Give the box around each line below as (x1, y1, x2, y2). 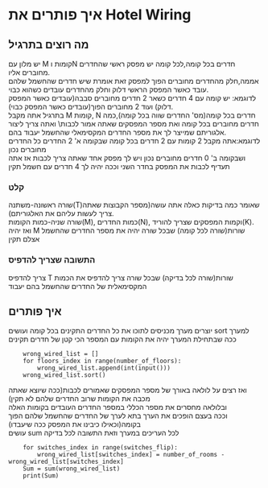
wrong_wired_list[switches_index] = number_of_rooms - (37, 451, 225, 459)
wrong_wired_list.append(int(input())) (37, 364, 171, 372)
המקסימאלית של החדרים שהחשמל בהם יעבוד (8, 281, 147, 291)
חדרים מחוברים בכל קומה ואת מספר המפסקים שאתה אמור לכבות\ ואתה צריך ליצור (8, 119, 260, 128)
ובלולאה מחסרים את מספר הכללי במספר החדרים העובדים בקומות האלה (8, 403, 228, 412)
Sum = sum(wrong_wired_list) (23, 465, 121, 473)
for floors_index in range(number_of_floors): (23, 357, 182, 366)
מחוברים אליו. (8, 68, 51, 77)
